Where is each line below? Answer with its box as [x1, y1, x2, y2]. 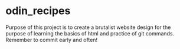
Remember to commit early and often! [5, 36, 98, 43]
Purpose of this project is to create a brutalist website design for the [5, 24, 171, 31]
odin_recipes [5, 4, 71, 18]
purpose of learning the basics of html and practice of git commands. [5, 30, 175, 37]
